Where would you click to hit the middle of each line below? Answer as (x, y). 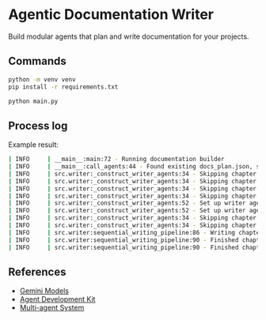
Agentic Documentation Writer (111, 15)
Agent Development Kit (57, 299)
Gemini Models (44, 291)
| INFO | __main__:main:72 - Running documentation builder (116, 160)
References (37, 271)
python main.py (33, 101)
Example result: (34, 145)
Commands (38, 61)
